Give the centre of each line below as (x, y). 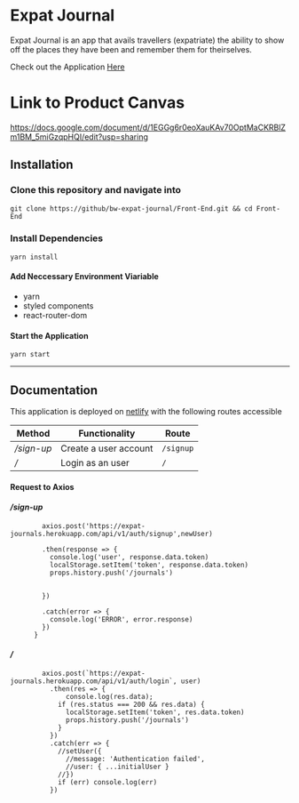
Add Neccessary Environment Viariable (84, 277)
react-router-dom (55, 316)
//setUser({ (79, 751)
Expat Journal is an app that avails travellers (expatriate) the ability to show (147, 40)
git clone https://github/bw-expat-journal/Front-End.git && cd (131, 209)
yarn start (30, 355)
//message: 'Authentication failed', (135, 759)
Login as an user (95, 463)
